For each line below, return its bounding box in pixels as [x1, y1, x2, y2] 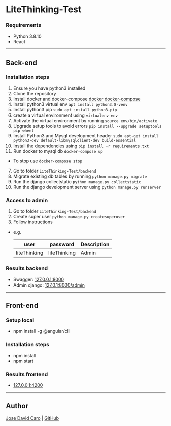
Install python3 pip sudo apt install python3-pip [13, 107, 117, 113]
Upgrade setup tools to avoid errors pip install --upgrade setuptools [13, 123, 162, 129]
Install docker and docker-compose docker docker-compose [13, 96, 141, 102]
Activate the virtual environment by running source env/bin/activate [13, 118, 157, 124]
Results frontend [6, 371, 48, 378]
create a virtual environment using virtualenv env [13, 112, 118, 118]
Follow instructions [13, 219, 53, 225]
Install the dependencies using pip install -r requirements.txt [13, 143, 149, 149]
